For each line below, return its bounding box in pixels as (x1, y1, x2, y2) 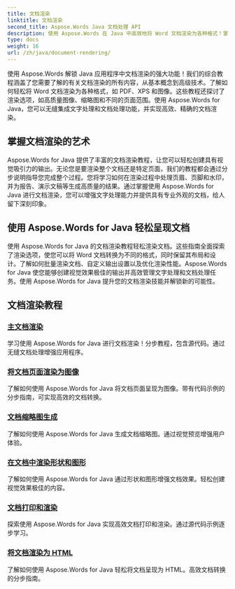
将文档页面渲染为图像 (7, 367, 79, 377)
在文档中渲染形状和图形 (7, 457, 86, 467)
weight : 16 (7, 43, 39, 50)
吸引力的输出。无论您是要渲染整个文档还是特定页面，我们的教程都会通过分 (13, 164, 228, 172)
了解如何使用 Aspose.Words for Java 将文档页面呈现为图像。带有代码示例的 (7, 384, 225, 393)
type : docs (7, 36, 39, 43)
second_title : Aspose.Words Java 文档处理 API (7, 23, 141, 30)
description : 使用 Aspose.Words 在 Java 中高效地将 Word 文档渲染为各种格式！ (7, 29, 224, 37)
